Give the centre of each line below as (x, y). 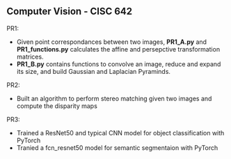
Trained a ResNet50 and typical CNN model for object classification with (120, 132)
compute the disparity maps (57, 106)
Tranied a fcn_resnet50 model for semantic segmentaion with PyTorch (117, 147)
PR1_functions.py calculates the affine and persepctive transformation (118, 49)
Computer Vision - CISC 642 (70, 12)
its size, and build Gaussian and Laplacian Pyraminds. (94, 71)
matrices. (30, 56)
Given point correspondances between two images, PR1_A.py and (111, 42)
